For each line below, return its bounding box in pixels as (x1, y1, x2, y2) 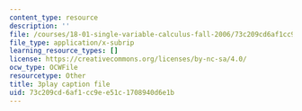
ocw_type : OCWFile (9, 64, 78, 73)
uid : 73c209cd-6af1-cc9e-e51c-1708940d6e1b (9, 88, 175, 97)
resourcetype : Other (9, 72, 87, 81)
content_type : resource (9, 13, 99, 22)
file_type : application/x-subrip (9, 38, 135, 47)
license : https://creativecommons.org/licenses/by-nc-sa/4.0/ (9, 55, 247, 64)
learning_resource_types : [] (9, 47, 119, 55)
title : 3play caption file (9, 80, 111, 89)
